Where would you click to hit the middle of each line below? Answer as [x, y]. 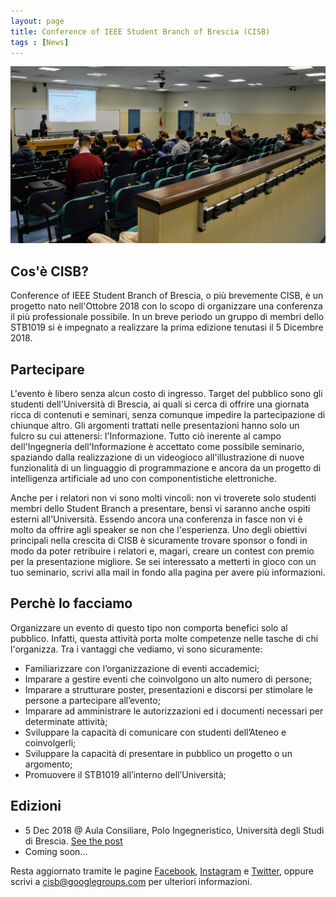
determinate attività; [66, 721]
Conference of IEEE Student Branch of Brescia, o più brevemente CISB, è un [167, 296]
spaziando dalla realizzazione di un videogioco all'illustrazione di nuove [157, 457]
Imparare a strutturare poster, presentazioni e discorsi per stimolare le [168, 689]
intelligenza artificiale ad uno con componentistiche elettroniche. [143, 478]
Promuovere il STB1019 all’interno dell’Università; [125, 774]
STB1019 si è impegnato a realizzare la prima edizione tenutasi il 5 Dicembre [167, 327]
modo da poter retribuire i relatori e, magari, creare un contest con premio [162, 551]
